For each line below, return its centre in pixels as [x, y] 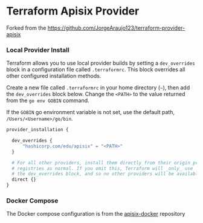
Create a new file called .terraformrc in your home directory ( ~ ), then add [98, 88]
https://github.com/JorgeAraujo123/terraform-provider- [116, 28]
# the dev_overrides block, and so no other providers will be [93, 174]
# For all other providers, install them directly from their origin [101, 163]
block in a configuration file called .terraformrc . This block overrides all [96, 69]
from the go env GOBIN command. [48, 100]
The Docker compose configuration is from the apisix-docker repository [96, 214]
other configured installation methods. [54, 76]
